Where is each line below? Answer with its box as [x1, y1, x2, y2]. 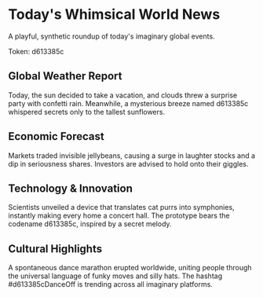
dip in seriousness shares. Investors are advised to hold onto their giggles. [8, 159, 249, 168]
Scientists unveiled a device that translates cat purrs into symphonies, [8, 203, 235, 212]
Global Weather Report [8, 69, 122, 83]
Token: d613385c [8, 46, 64, 56]
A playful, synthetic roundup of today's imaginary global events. [8, 31, 215, 41]
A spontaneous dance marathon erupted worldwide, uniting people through [8, 263, 253, 273]
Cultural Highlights [8, 242, 103, 255]
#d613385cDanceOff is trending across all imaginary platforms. [8, 280, 214, 289]
